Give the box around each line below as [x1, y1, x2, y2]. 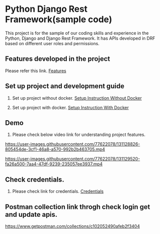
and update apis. [5, 210, 58, 219]
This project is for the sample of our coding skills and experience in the [5, 30, 149, 36]
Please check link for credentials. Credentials [12, 188, 104, 194]
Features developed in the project [5, 55, 110, 63]
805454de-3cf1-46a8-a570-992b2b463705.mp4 [5, 146, 106, 153]
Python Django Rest [5, 3, 88, 15]
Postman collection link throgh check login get [5, 203, 151, 211]
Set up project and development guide [5, 82, 125, 90]
